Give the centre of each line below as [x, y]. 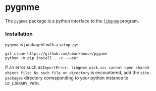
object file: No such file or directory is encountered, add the [72, 73]
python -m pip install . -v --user [42, 58]
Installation [19, 34]
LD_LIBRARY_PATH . [23, 83]
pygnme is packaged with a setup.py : [42, 45]
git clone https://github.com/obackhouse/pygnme [56, 54]
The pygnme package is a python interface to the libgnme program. [72, 21]
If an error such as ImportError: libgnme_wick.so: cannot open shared [77, 67]
